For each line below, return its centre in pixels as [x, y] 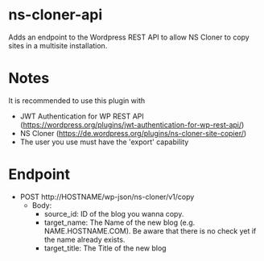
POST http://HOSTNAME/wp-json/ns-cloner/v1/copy [107, 197]
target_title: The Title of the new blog [105, 248]
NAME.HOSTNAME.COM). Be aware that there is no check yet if [150, 230]
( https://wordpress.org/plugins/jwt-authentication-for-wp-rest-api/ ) [132, 124]
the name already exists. [85, 239]
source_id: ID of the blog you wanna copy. [114, 213]
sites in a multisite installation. [58, 45]
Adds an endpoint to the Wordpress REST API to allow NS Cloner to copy [129, 37]
